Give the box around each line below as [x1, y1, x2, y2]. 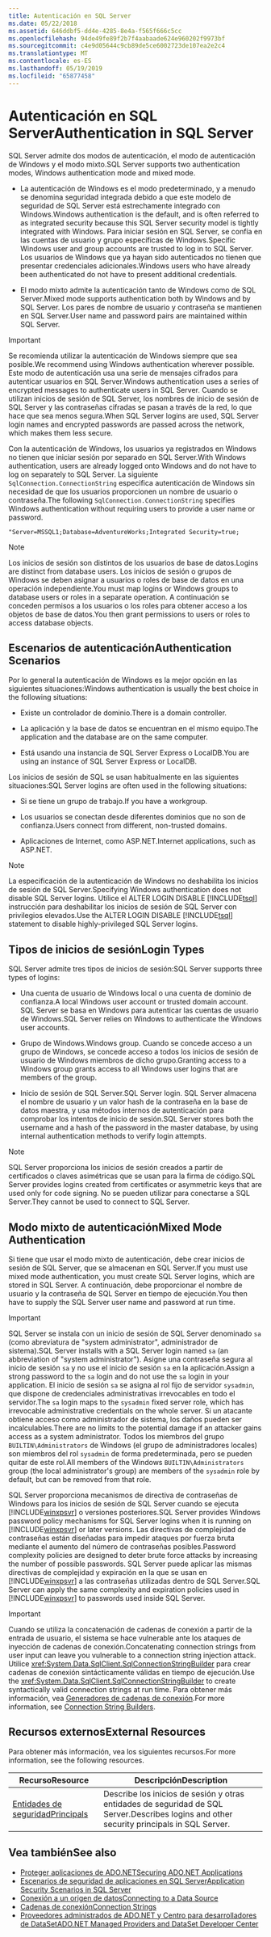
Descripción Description [134, 1775, 228, 1786]
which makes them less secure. [8, 427, 113, 437]
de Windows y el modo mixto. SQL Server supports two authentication [8, 159, 240, 169]
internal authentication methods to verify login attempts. [19, 1131, 207, 1141]
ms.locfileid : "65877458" [8, 72, 95, 80]
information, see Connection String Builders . [8, 1702, 156, 1712]
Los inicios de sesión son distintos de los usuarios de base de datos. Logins [8, 558, 259, 567]
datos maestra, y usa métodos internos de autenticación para [19, 1105, 224, 1115]
